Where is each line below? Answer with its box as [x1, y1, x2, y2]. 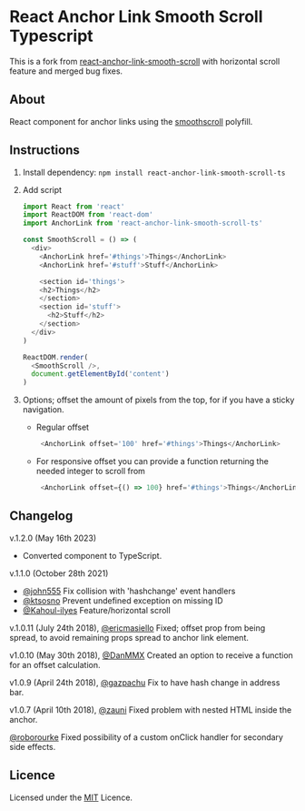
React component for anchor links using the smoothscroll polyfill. [9, 116, 253, 127]
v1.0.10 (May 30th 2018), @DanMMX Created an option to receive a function [9, 649, 293, 661]
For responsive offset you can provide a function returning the [35, 456, 270, 467]
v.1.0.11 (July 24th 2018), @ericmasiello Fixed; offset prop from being [9, 622, 266, 634]
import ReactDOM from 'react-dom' [22, 210, 153, 219]
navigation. [22, 404, 65, 415]
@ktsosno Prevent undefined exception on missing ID [22, 594, 224, 606]
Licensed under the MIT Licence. [9, 792, 133, 803]
